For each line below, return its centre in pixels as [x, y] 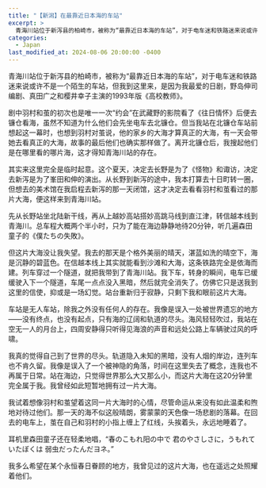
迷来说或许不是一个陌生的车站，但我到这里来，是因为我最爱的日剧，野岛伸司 [133, 86]
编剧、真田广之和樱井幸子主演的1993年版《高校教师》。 [98, 96]
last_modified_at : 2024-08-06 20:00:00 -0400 [84, 52]
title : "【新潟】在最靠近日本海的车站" [65, 15]
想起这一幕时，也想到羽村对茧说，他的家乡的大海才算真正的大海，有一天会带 [133, 133]
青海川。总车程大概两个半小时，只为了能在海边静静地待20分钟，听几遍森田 [131, 226]
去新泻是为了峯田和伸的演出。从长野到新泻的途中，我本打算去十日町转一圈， [133, 179]
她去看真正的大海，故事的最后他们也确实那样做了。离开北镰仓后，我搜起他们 [133, 142]
